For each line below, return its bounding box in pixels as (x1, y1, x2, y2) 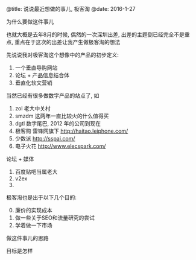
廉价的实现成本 (14, 207, 52, 214)
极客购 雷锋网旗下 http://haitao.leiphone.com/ (14, 127, 128, 135)
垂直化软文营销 (14, 79, 52, 86)
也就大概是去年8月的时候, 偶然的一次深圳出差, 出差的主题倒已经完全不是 (6, 31, 185, 38)
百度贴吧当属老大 (14, 168, 58, 175)
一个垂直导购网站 (14, 64, 58, 71)
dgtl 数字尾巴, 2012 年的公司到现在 (14, 120, 101, 127)
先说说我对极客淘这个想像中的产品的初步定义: (6, 51, 119, 59)
